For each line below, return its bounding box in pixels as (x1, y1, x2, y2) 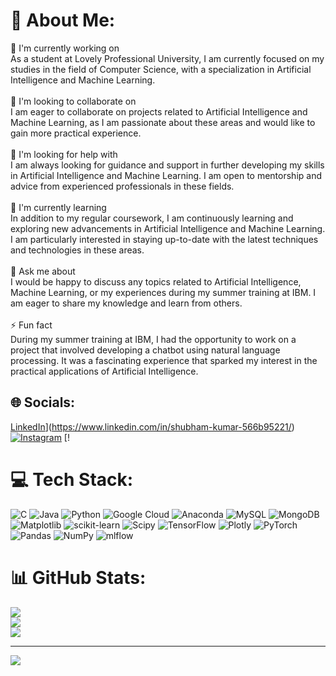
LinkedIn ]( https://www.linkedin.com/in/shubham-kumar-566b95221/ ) (10, 420, 295, 433)
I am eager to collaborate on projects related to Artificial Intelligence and (10, 105, 308, 118)
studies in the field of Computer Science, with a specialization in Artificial (10, 63, 312, 75)
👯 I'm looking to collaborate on (10, 95, 137, 107)
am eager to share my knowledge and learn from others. (10, 297, 243, 309)
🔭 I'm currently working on (10, 42, 120, 54)
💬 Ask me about (10, 265, 76, 277)
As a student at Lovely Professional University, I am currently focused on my (10, 52, 325, 64)
